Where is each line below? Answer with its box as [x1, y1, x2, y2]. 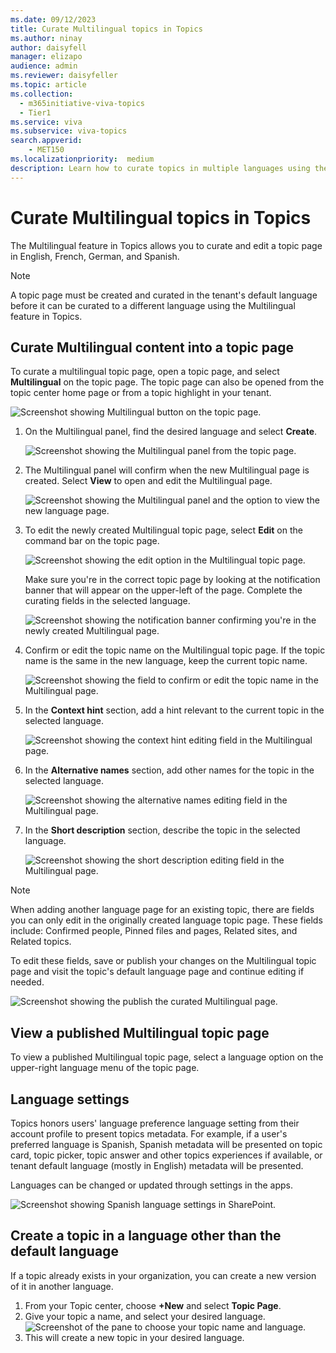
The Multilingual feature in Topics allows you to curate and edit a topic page [10, 239, 323, 251]
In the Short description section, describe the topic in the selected [24, 824, 301, 836]
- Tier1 [19, 107, 52, 118]
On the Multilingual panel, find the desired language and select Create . [24, 426, 318, 438]
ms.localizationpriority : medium [10, 154, 155, 164]
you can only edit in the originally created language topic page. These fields [10, 914, 323, 926]
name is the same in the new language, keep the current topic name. [24, 655, 308, 667]
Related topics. [10, 936, 72, 948]
